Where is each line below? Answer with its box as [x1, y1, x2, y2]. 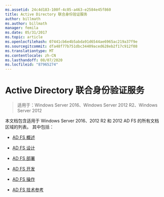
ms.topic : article [5, 35, 43, 40]
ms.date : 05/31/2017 [5, 30, 48, 35]
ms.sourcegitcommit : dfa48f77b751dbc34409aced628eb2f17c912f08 [5, 44, 138, 49]
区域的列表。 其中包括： [5, 124, 54, 130]
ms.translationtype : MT [5, 48, 54, 53]
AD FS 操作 [12, 176, 35, 182]
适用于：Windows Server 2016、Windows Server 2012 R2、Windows [17, 102, 158, 108]
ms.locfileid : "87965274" [5, 62, 58, 67]
